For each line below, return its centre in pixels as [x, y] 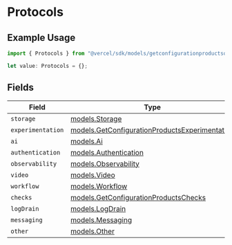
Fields [21, 88]
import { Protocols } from [46, 53]
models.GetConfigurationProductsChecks [138, 197]
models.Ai [87, 141]
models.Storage [96, 118]
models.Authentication [107, 152]
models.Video [93, 175]
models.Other [93, 231]
